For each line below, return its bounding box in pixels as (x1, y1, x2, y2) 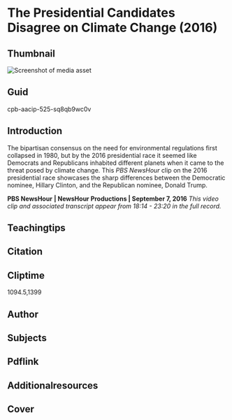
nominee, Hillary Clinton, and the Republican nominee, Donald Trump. (7, 180, 208, 189)
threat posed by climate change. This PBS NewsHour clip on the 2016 (7, 166, 208, 174)
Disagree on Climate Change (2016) (7, 20, 218, 36)
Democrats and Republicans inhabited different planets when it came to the (7, 159, 224, 167)
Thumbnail (7, 48, 56, 59)
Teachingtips (7, 222, 66, 234)
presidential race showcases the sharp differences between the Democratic (7, 173, 226, 182)
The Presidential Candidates (7, 5, 176, 21)
